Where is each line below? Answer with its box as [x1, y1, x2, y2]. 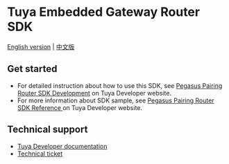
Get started [7, 63, 58, 75]
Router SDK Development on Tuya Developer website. [17, 89, 172, 97]
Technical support [7, 124, 88, 136]
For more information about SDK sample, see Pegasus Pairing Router [17, 96, 214, 104]
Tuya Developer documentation [17, 142, 108, 150]
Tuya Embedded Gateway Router [7, 4, 200, 20]
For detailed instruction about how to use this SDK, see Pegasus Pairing [17, 81, 223, 90]
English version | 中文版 [7, 42, 75, 51]
